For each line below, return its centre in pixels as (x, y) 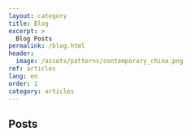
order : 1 (23, 83)
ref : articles (33, 69)
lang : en (23, 76)
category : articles (41, 91)
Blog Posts (34, 38)
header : (22, 53)
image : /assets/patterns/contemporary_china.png (100, 62)
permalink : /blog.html (47, 46)
